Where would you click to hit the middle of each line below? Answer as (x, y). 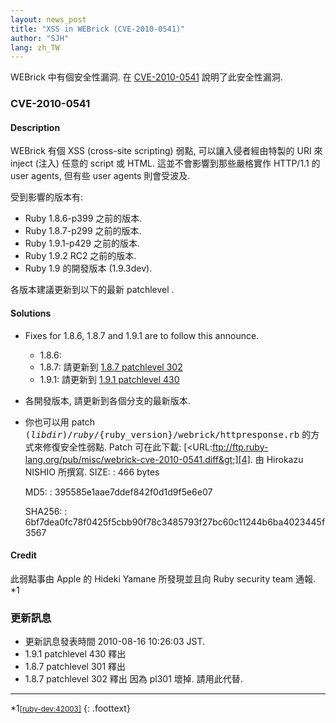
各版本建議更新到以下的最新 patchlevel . (92, 290)
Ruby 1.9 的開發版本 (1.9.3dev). (88, 268)
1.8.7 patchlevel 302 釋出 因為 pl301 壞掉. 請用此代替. (133, 679)
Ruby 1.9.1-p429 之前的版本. (82, 243)
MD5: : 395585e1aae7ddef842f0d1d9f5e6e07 (118, 492)
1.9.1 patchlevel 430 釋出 (75, 654)
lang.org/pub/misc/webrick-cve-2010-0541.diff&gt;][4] (137, 459)
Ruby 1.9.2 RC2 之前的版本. (80, 256)
